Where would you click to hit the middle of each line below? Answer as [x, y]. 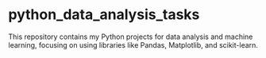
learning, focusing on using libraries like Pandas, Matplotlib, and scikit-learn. [133, 44]
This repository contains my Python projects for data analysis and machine [131, 37]
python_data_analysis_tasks [104, 15]
